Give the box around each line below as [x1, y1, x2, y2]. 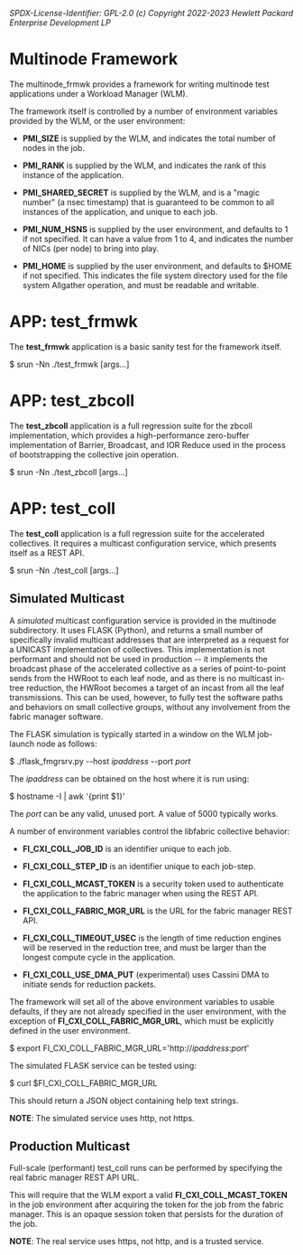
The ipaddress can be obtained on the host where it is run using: [9, 773, 250, 784]
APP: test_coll [9, 499, 115, 519]
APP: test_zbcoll [9, 390, 135, 411]
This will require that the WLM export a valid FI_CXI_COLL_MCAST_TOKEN [9, 1190, 288, 1201]
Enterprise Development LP [9, 17, 111, 28]
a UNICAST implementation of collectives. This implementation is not [9, 643, 266, 654]
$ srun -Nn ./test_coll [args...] [9, 565, 119, 576]
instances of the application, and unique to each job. [22, 206, 218, 217]
